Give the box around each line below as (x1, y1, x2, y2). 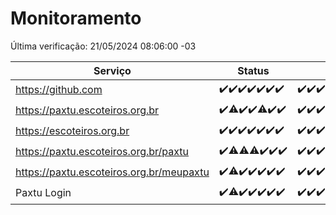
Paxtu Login (15, 186, 72, 200)
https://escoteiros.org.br (15, 124, 130, 138)
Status (237, 63, 270, 77)
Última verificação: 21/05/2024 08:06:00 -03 (10, 40, 197, 52)
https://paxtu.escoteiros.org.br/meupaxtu (15, 165, 210, 179)
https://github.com (15, 83, 103, 97)
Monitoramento (10, 7, 142, 30)
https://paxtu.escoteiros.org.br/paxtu (15, 145, 190, 159)
